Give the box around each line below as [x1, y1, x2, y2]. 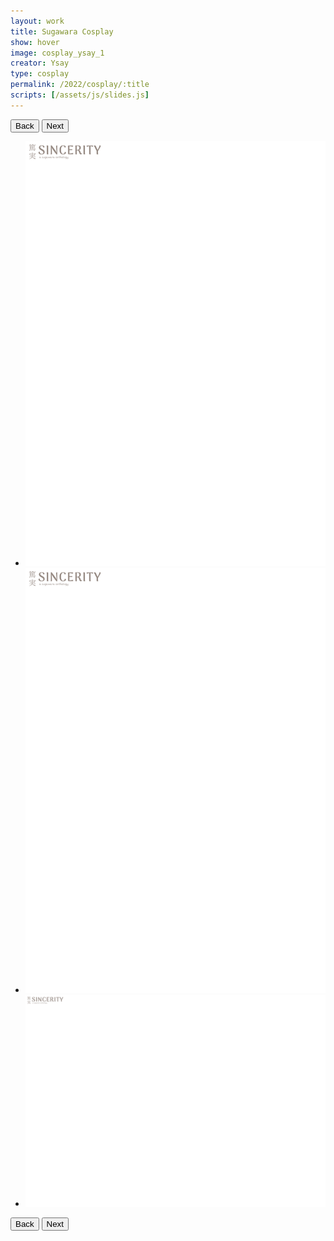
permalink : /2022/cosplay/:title [10, 80, 150, 90]
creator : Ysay [10, 58, 70, 69]
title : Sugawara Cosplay [10, 26, 114, 37]
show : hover [10, 37, 60, 47]
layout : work [10, 16, 65, 26]
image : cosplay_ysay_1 [10, 48, 105, 58]
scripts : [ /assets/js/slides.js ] [10, 90, 150, 100]
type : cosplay [10, 69, 70, 79]
